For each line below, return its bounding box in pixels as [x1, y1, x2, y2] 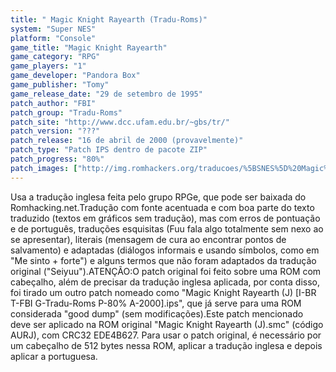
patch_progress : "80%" [10, 154, 105, 164]
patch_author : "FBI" [10, 98, 97, 108]
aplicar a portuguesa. [10, 350, 98, 362]
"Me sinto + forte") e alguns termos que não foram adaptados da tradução [10, 254, 317, 266]
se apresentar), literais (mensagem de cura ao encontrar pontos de [10, 233, 287, 245]
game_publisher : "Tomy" [10, 80, 110, 90]
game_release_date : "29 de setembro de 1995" [10, 89, 203, 99]
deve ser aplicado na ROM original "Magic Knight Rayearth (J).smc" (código [10, 318, 324, 330]
